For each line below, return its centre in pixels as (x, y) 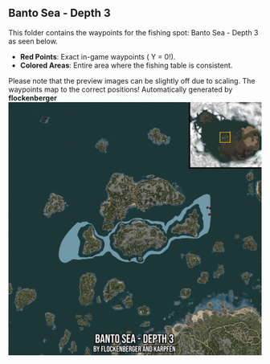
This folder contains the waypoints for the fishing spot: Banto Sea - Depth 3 (133, 32)
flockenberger (33, 98)
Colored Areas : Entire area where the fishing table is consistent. (126, 65)
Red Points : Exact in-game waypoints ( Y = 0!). (98, 56)
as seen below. (33, 41)
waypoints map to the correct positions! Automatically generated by (121, 89)
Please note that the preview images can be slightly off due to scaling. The (132, 80)
